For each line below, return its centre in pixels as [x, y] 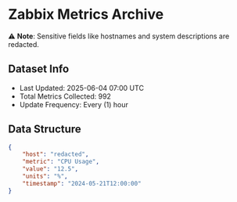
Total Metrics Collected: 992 [65, 96]
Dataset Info [39, 69]
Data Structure [45, 130]
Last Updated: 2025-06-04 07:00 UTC [82, 88]
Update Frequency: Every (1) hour [74, 104]
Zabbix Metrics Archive [86, 14]
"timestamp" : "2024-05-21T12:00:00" [82, 183]
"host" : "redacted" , [56, 154]
